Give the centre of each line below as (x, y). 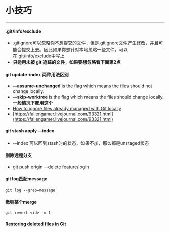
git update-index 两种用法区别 (37, 74)
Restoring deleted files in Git (36, 224)
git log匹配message (26, 179)
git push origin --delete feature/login (51, 167)
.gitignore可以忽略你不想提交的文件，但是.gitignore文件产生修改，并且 (86, 43)
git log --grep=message (30, 190)
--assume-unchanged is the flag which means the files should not (82, 86)
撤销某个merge (21, 202)
